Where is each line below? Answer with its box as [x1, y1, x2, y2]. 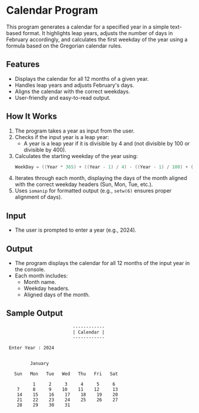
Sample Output [6, 308, 64, 319]
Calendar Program [6, 4, 99, 17]
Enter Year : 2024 [8, 345, 55, 351]
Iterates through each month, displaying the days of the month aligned [14, 175, 187, 182]
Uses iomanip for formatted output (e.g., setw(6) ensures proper [14, 187, 172, 194]
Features [6, 59, 40, 70]
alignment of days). [14, 194, 62, 201]
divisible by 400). [23, 146, 67, 153]
